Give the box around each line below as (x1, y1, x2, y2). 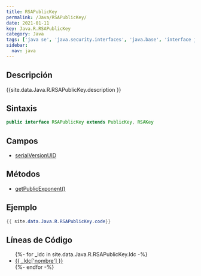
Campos (6, 136, 38, 146)
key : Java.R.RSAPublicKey (6, 25, 71, 32)
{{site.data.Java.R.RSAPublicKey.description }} (6, 86, 121, 93)
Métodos (6, 169, 41, 179)
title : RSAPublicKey (6, 8, 58, 15)
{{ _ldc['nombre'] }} (14, 257, 63, 265)
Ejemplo (6, 202, 37, 213)
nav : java (11, 48, 36, 54)
